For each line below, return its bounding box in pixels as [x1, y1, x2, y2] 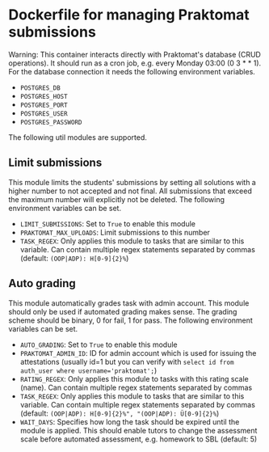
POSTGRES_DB [19, 83, 61, 92]
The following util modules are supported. [8, 132, 148, 142]
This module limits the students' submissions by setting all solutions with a [8, 177, 256, 187]
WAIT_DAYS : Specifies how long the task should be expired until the [19, 416, 240, 426]
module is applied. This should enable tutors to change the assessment [19, 425, 258, 435]
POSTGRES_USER [19, 109, 68, 118]
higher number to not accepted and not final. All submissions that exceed [8, 186, 252, 196]
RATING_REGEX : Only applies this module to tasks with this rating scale [19, 374, 249, 383]
